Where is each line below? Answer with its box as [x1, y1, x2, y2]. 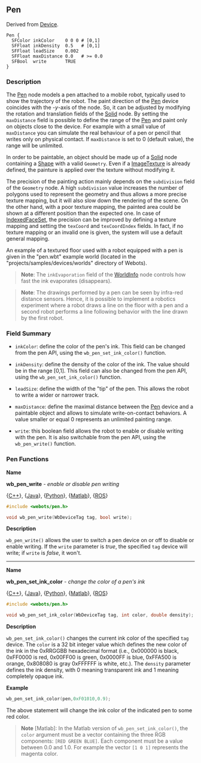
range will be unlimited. [6, 142, 64, 149]
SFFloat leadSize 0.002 [11, 48, 79, 54]
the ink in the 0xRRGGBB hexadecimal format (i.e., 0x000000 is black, [6, 648, 179, 655]
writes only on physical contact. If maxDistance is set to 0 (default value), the [6, 136, 194, 143]
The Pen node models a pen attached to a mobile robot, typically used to [6, 91, 185, 98]
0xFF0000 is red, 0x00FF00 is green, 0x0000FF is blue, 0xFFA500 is [6, 653, 177, 661]
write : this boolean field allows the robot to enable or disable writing [14, 427, 184, 434]
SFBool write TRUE [11, 58, 77, 65]
